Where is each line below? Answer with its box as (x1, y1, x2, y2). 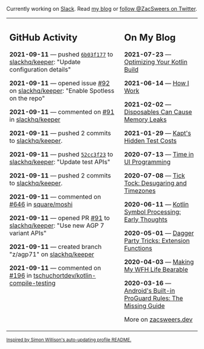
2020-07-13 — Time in (124, 150, 194, 158)
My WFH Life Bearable (124, 265, 188, 273)
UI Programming (124, 158, 171, 166)
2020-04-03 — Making (124, 258, 194, 266)
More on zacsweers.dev (124, 315, 193, 324)
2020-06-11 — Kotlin (124, 200, 189, 208)
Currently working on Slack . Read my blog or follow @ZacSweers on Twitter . (6, 5, 197, 12)
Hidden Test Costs (124, 136, 177, 145)
